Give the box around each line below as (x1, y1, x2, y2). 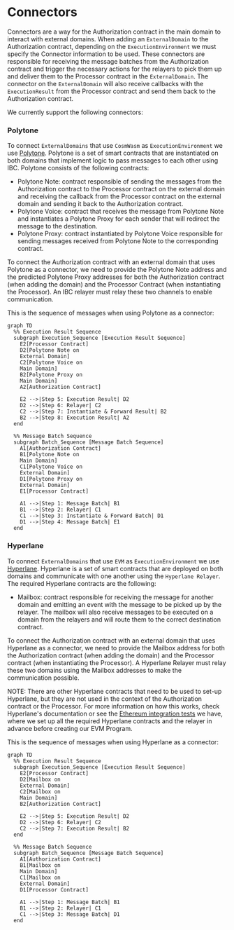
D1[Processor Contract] (20, 886, 89, 894)
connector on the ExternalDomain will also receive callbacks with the (7, 79, 204, 88)
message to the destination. (17, 222, 98, 231)
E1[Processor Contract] (20, 488, 89, 495)
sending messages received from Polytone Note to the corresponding (17, 237, 219, 245)
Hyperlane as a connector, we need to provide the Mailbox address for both (7, 643, 225, 652)
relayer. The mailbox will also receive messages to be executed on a (17, 608, 214, 616)
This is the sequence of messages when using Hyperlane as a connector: (7, 737, 219, 746)
